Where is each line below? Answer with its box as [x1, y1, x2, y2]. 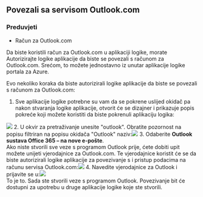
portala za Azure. [6, 68, 50, 75]
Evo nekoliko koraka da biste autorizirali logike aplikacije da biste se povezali [6, 79, 198, 87]
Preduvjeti [6, 23, 38, 32]
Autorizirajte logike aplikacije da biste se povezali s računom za [6, 55, 165, 62]
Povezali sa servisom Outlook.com [6, 5, 140, 15]
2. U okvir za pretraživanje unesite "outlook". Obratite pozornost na [13, 123, 182, 130]
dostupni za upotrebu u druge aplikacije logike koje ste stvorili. [6, 183, 162, 190]
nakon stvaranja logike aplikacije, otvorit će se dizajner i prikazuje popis [15, 104, 195, 112]
